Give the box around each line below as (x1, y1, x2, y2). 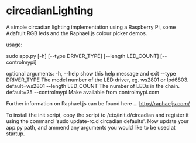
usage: (6, 41, 23, 48)
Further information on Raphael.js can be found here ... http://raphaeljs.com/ (6, 100, 190, 107)
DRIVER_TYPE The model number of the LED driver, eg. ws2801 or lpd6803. (6, 76, 189, 83)
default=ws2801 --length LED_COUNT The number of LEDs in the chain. (6, 82, 180, 89)
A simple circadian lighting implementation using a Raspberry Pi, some (6, 23, 176, 30)
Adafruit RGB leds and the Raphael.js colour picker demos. (6, 29, 147, 36)
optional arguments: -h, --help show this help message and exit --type (6, 70, 177, 77)
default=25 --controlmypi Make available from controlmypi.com (6, 88, 160, 96)
